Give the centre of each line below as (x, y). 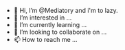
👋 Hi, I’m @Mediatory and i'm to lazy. (66, 10)
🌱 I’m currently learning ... (50, 25)
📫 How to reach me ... (45, 40)
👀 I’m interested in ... (43, 18)
